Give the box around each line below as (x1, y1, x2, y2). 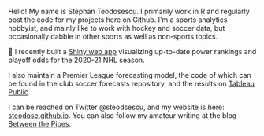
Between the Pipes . (8, 119, 72, 128)
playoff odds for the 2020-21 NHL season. (8, 55, 145, 64)
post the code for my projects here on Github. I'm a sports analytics (8, 15, 228, 24)
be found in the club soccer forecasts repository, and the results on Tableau (8, 79, 255, 88)
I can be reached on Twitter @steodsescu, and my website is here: (8, 102, 225, 112)
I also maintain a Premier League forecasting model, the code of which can (8, 71, 251, 79)
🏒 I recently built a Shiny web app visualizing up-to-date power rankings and (8, 47, 257, 56)
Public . (8, 87, 31, 97)
